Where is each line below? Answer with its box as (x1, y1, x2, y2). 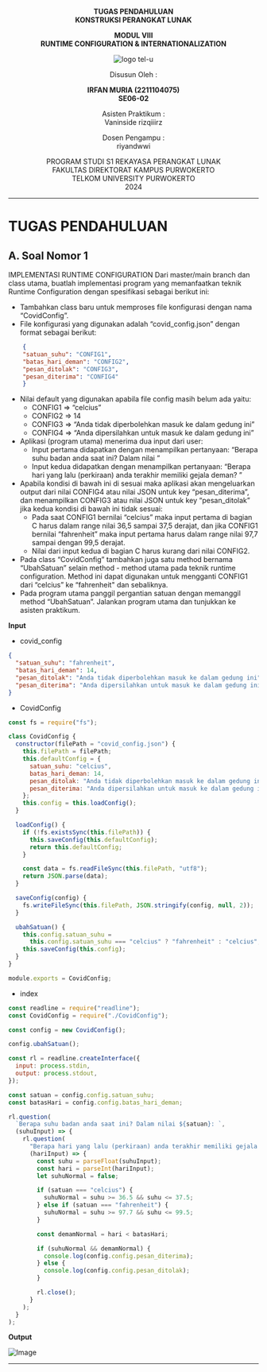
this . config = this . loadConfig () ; (22, 799, 137, 808)
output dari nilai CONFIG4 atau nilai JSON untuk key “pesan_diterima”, (19, 487, 250, 497)
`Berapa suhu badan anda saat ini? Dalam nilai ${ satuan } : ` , (15, 1120, 226, 1128)
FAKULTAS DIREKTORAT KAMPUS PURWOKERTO (52, 165, 215, 174)
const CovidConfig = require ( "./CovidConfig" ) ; (8, 1011, 169, 1020)
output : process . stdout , (15, 1069, 98, 1077)
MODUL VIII (114, 31, 153, 40)
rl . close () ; (37, 1289, 77, 1296)
